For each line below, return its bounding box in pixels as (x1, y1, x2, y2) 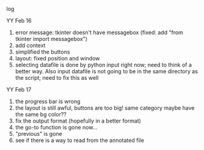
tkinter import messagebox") (15, 35, 87, 42)
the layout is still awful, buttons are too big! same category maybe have (15, 104, 195, 112)
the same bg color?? (15, 111, 67, 118)
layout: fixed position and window (15, 55, 100, 62)
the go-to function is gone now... (15, 124, 98, 130)
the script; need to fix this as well (15, 74, 99, 81)
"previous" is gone (15, 130, 62, 137)
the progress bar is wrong (15, 98, 81, 105)
